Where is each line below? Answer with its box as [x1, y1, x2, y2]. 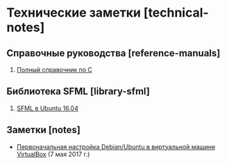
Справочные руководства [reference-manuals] [6, 47, 221, 59]
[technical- [143, 5, 209, 21]
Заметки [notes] [6, 124, 81, 136]
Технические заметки [6, 5, 142, 21]
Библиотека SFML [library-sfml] [6, 85, 150, 98]
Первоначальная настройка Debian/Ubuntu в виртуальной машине [16, 142, 216, 150]
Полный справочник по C [16, 66, 93, 73]
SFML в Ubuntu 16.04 [16, 104, 79, 112]
